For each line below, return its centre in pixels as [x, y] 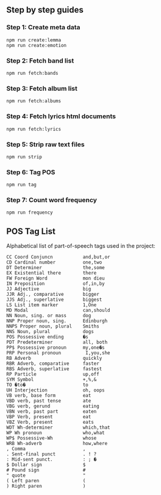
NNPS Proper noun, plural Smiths [53, 326]
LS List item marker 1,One [52, 305]
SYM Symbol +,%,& [52, 380]
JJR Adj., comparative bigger [53, 295]
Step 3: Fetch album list [42, 88]
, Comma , [46, 449]
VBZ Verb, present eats [50, 423]
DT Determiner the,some [55, 268]
